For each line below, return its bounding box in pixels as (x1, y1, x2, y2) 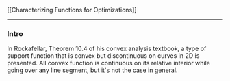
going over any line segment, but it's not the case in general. (7, 66, 178, 74)
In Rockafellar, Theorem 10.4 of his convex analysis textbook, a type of (7, 44, 207, 53)
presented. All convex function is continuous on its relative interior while (7, 59, 211, 67)
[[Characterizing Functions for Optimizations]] (7, 6, 137, 14)
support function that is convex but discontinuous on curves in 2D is (7, 52, 200, 60)
